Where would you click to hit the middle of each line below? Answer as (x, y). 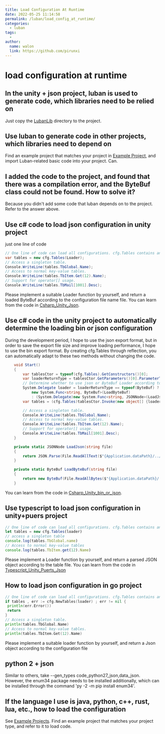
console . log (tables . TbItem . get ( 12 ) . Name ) (48, 550)
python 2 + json (29, 664)
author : (13, 42)
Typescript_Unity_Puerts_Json (36, 570)
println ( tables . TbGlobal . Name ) (37, 624)
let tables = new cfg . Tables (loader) (44, 532)
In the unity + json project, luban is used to (71, 93)
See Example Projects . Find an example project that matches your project (79, 721)
